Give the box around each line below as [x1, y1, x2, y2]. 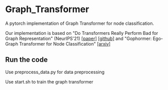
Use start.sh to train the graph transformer [5, 78, 93, 84]
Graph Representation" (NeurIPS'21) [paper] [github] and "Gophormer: [5, 35, 152, 41]
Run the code [5, 56, 48, 64]
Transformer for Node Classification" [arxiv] [19, 40, 111, 47]
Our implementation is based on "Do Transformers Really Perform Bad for [5, 30, 158, 36]
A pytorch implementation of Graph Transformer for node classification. [5, 20, 154, 26]
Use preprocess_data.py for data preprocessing [5, 69, 105, 75]
